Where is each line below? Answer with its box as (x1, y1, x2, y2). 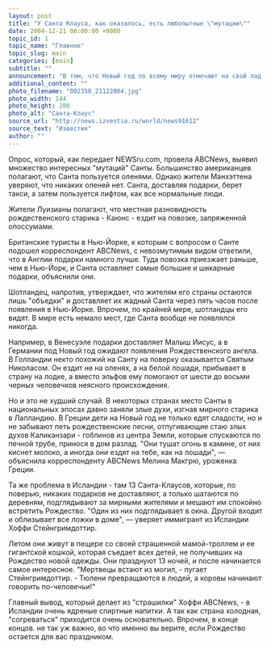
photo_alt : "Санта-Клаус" (8, 110, 95, 118)
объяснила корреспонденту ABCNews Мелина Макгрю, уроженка (8, 456, 237, 466)
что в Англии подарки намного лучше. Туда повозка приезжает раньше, (8, 254, 258, 263)
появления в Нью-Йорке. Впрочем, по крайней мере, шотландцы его (8, 304, 248, 314)
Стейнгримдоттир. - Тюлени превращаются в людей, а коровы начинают (8, 573, 262, 583)
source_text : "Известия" (8, 124, 92, 133)
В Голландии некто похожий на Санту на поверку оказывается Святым (8, 354, 254, 364)
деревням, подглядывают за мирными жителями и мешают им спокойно (8, 497, 262, 507)
